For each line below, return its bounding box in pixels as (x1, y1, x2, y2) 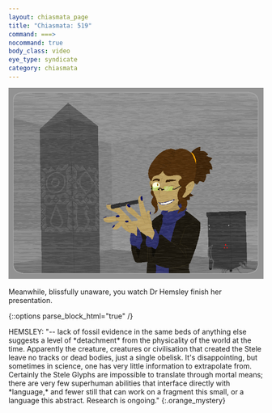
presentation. (8, 295, 53, 305)
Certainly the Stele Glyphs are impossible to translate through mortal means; (8, 369, 263, 379)
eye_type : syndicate (8, 56, 79, 64)
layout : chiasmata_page (8, 13, 89, 21)
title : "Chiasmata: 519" (8, 21, 92, 30)
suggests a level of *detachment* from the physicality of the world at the (8, 335, 252, 345)
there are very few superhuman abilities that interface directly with (8, 378, 231, 388)
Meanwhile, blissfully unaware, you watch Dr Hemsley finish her (8, 287, 223, 297)
